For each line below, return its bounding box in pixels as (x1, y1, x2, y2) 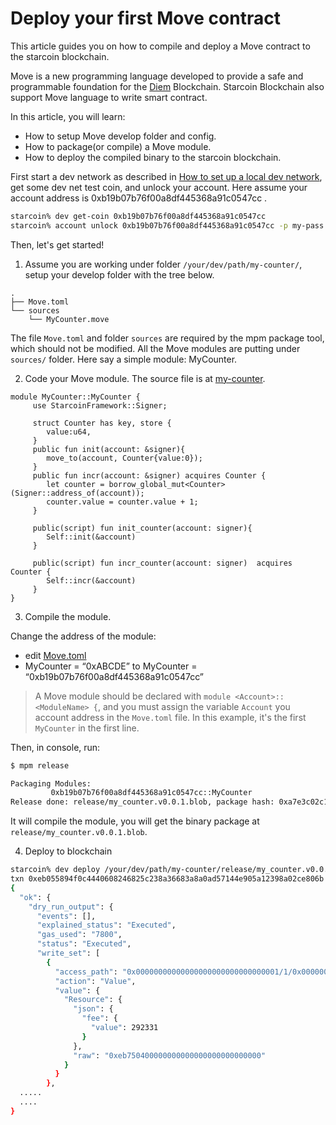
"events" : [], (36, 911, 97, 921)
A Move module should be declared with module (34, 690, 232, 702)
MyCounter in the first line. (34, 722, 140, 734)
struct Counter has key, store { (32, 418, 172, 428)
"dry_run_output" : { (28, 902, 114, 912)
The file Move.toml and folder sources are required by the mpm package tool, (10, 332, 325, 344)
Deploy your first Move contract (10, 7, 281, 30)
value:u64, (46, 427, 92, 437)
